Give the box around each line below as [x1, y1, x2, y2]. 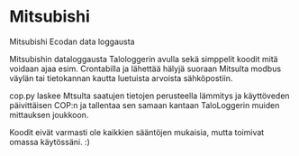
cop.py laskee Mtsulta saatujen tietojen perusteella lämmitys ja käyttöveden [9, 90, 290, 101]
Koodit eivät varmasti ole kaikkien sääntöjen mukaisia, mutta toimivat [9, 126, 265, 137]
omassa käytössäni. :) [9, 136, 90, 147]
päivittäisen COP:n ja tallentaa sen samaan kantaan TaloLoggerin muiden [9, 99, 280, 110]
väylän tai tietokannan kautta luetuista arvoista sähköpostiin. [9, 72, 233, 83]
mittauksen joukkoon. [9, 109, 89, 120]
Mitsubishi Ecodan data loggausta [9, 36, 135, 47]
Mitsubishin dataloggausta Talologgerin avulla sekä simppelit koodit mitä [9, 53, 278, 64]
